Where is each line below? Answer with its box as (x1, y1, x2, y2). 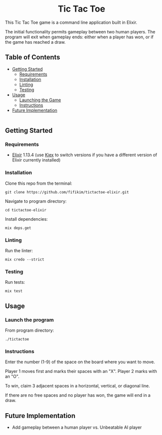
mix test (5, 289, 23, 294)
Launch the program (5, 316, 54, 323)
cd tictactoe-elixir (5, 208, 47, 212)
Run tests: (5, 279, 25, 285)
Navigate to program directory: (5, 198, 67, 204)
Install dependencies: (5, 216, 48, 222)
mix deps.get (5, 226, 32, 230)
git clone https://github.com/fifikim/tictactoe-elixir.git (5, 190, 130, 194)
